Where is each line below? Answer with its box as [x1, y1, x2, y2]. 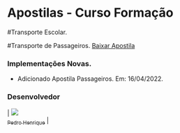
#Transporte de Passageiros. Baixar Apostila [7, 41, 135, 49]
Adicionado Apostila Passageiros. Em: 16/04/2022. [17, 75, 164, 83]
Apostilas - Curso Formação [7, 5, 174, 21]
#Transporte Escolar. [7, 28, 68, 36]
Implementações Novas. [7, 58, 92, 68]
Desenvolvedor [7, 92, 61, 102]
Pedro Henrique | [7, 116, 49, 126]
